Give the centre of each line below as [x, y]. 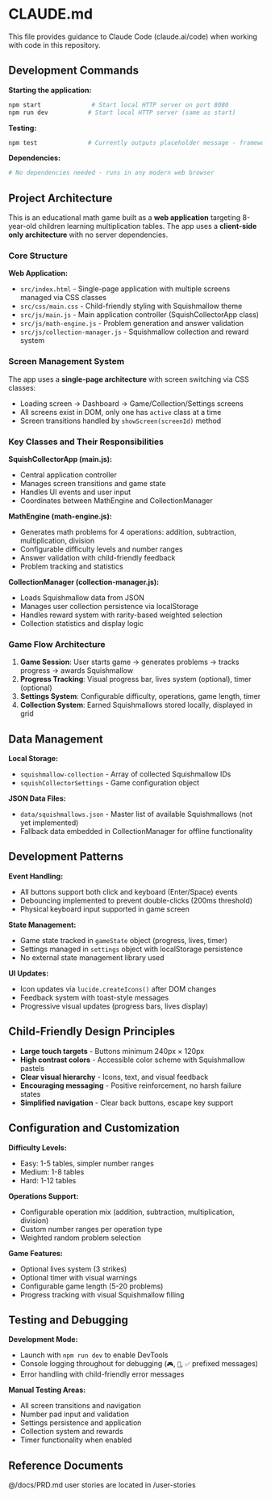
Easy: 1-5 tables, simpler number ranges [87, 1163]
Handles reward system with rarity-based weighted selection [121, 615]
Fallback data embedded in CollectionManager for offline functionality [136, 832]
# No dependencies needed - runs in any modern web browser [112, 173]
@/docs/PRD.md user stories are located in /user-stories [102, 1485]
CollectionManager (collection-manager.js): [84, 582]
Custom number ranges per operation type [91, 1229]
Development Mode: [43, 1339]
